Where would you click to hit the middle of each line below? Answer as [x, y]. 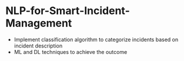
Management [39, 23]
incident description [38, 46]
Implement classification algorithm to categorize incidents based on [96, 39]
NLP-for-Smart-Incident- [68, 11]
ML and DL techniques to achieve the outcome [71, 52]
